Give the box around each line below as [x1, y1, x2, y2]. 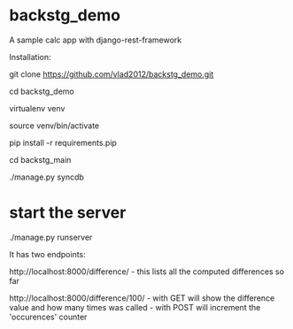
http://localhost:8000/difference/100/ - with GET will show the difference [9, 293, 275, 303]
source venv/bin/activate [9, 120, 100, 131]
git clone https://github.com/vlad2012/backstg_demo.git [9, 68, 214, 80]
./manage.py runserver [9, 232, 93, 242]
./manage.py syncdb [9, 172, 84, 182]
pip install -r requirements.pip [9, 137, 118, 148]
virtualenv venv [9, 103, 66, 113]
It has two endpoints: [9, 249, 86, 259]
